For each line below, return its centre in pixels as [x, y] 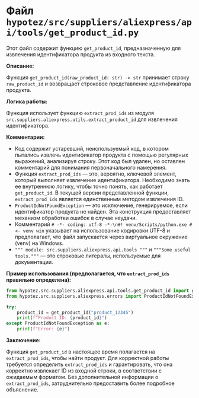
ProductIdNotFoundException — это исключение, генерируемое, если [101, 205]
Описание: [20, 66]
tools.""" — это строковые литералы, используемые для [88, 256]
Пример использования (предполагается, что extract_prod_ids [88, 273]
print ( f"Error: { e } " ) [43, 329]
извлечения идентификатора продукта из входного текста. [81, 54]
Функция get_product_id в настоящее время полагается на [81, 352]
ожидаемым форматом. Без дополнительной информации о [82, 377]
